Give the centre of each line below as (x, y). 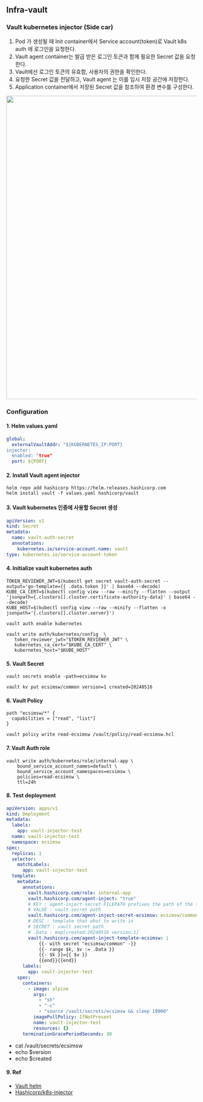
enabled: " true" (32, 456)
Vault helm (28, 1086)
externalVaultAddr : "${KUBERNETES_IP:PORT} (67, 445)
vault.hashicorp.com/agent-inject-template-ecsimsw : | (98, 938)
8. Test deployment (31, 796)
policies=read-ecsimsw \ (48, 777)
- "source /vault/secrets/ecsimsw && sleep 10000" (104, 1012)
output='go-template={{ (36, 586)
